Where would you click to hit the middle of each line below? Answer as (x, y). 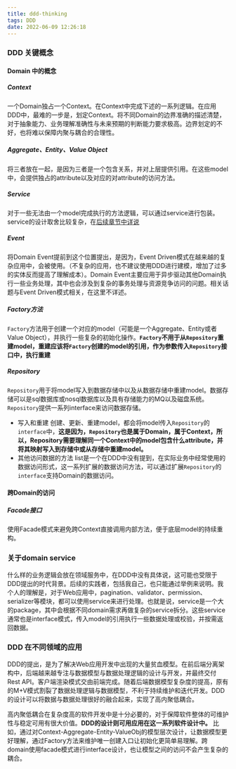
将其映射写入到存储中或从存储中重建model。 (82, 449)
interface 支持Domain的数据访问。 (67, 475)
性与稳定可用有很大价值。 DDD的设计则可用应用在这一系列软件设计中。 (110, 723)
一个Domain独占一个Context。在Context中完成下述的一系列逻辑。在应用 (112, 106)
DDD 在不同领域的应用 (45, 647)
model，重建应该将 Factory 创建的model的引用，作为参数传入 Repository (117, 346)
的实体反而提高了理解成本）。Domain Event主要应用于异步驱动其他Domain (114, 274)
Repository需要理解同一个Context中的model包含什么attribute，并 (126, 440)
